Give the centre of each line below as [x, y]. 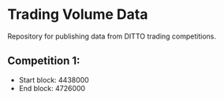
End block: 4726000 [52, 88]
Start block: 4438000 [54, 79]
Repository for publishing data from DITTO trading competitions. [112, 36]
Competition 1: [44, 61]
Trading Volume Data [78, 15]
